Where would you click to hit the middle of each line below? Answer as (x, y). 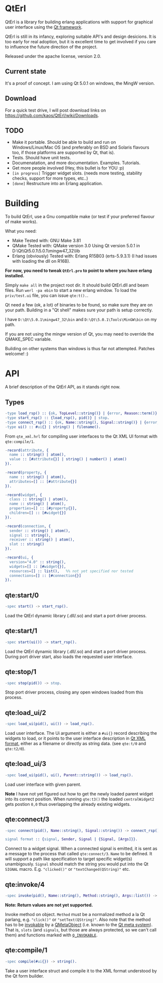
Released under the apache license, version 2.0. (53, 56)
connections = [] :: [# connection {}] (45, 576)
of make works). (21, 222)
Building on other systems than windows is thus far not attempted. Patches (80, 349)
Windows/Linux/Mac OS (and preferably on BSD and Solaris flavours (81, 147)
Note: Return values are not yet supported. (49, 905)
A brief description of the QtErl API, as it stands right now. (63, 387)
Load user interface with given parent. (43, 784)
